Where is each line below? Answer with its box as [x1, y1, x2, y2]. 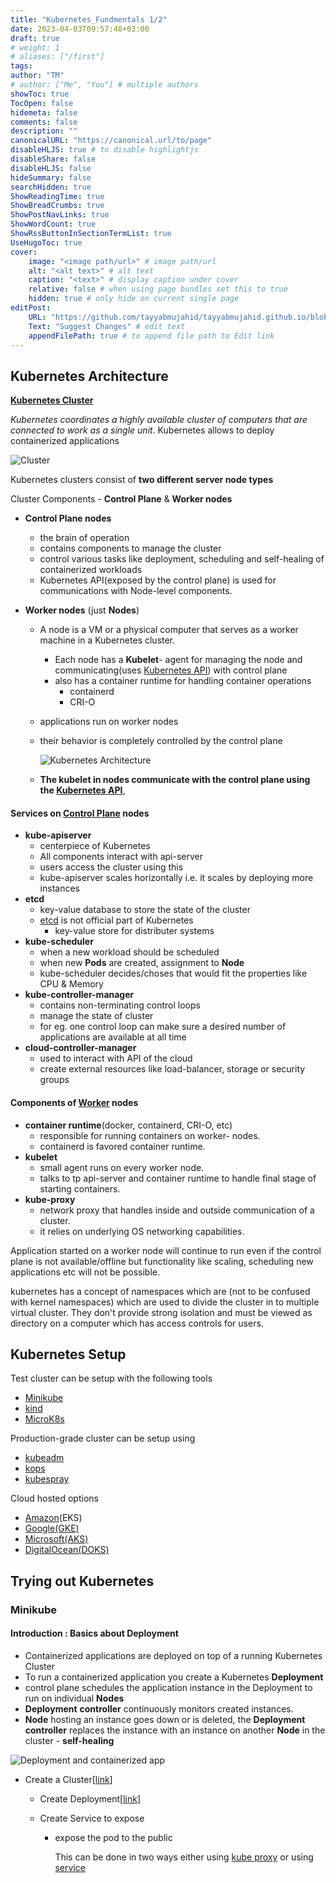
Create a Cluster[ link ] [24, 1773, 113, 1785]
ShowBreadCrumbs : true [10, 201, 105, 211]
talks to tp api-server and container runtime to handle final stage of [39, 1172, 317, 1184]
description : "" [10, 126, 78, 136]
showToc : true [10, 89, 70, 99]
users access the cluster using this [39, 861, 184, 873]
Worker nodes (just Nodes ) [24, 604, 140, 616]
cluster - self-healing [24, 1734, 115, 1746]
